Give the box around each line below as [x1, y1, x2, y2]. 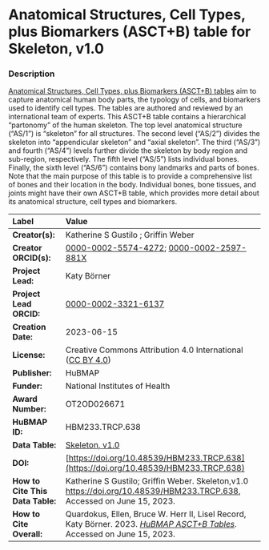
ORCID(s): [12, 252, 51, 263]
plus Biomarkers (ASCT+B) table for [8, 22, 251, 41]
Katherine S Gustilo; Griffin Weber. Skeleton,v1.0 [65, 476, 249, 487]
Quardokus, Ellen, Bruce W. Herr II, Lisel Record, [65, 508, 247, 520]
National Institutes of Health [65, 380, 171, 391]
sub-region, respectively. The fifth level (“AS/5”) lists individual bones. [8, 155, 239, 164]
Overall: [12, 528, 42, 540]
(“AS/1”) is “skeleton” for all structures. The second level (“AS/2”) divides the [8, 129, 260, 139]
